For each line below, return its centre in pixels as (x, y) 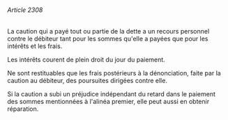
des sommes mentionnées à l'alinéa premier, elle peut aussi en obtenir (108, 102)
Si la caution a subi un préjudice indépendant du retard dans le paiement (112, 94)
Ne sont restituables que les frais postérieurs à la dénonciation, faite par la (114, 73)
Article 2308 (25, 10)
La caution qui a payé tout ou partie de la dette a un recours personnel (108, 31)
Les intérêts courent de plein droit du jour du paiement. (86, 60)
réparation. (23, 109)
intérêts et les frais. (35, 46)
